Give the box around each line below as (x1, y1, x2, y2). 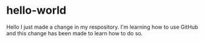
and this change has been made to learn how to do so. (6, 29, 143, 36)
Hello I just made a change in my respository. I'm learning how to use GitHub (6, 23, 199, 30)
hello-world (6, 4, 67, 17)
